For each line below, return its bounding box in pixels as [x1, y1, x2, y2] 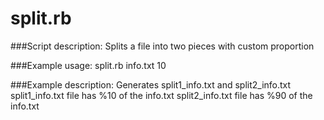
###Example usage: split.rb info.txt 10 [10, 59, 167, 71]
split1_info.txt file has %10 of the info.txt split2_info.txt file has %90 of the [10, 89, 313, 101]
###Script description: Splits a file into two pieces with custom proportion [10, 40, 315, 52]
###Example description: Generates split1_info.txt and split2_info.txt [10, 78, 292, 91]
